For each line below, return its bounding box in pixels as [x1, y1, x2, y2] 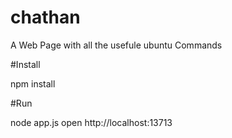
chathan [10, 6, 81, 29]
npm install [10, 77, 56, 90]
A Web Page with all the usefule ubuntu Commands [10, 39, 223, 51]
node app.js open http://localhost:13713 [10, 116, 173, 128]
